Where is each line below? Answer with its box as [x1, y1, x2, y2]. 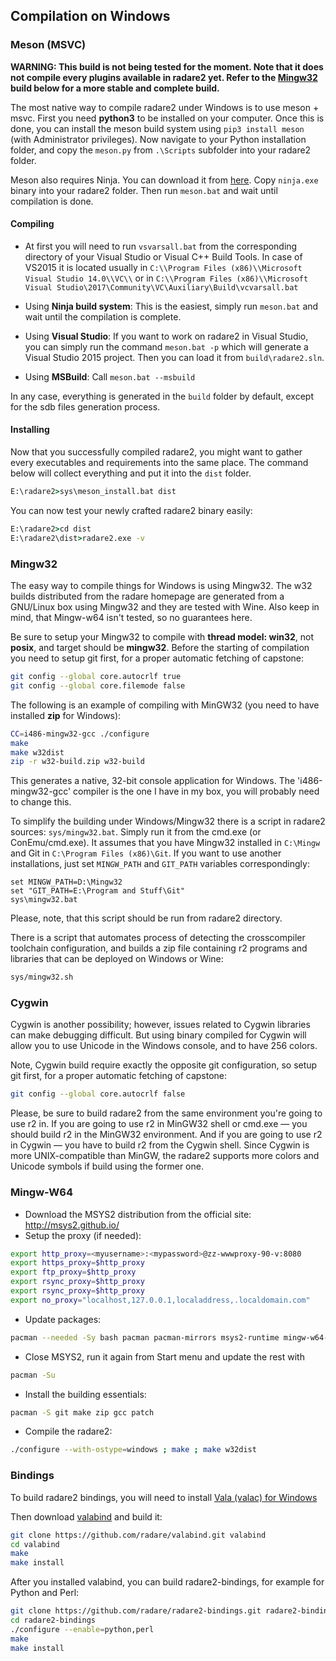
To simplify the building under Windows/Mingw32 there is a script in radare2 [10, 815, 326, 828]
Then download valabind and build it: [10, 1510, 163, 1523]
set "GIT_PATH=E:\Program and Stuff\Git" [10, 886, 186, 896]
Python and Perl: [10, 1587, 80, 1599]
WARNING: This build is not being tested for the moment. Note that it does [10, 60, 324, 73]
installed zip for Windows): [10, 709, 122, 721]
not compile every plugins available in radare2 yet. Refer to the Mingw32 [10, 71, 318, 83]
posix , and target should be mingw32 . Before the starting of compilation [10, 642, 310, 654]
